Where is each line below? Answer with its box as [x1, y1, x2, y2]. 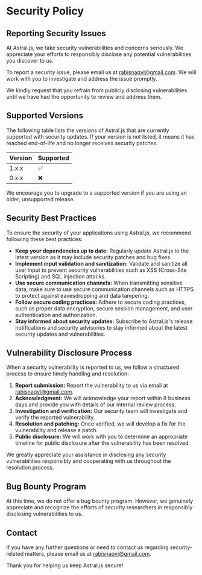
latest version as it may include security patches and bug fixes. [14, 253, 172, 260]
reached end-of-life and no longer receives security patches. [6, 139, 159, 146]
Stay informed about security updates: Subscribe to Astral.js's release [14, 318, 193, 325]
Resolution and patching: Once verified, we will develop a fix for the [14, 420, 186, 427]
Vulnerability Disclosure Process [6, 348, 133, 358]
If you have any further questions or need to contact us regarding [6, 544, 169, 551]
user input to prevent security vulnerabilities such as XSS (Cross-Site [14, 266, 187, 274]
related [6, 550, 24, 558]
